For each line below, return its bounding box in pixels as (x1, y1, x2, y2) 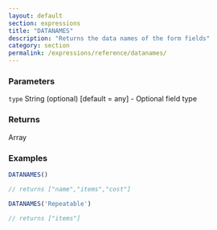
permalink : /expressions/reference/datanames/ (8, 49, 167, 57)
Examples (8, 152, 48, 163)
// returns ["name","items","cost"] (8, 185, 131, 193)
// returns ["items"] (8, 214, 81, 222)
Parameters (8, 76, 55, 87)
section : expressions (8, 19, 81, 27)
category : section (8, 42, 70, 50)
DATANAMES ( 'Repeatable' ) (8, 199, 92, 207)
